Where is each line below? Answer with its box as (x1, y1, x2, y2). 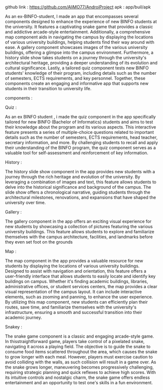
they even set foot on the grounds (5, 239, 73, 244)
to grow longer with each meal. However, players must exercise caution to (5, 354, 153, 359)
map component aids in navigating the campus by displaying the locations (5, 34, 153, 40)
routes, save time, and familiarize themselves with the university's (5, 304, 137, 310)
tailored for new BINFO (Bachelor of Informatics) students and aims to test (5, 119, 153, 125)
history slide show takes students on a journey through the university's (5, 55, 147, 60)
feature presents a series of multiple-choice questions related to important (5, 130, 154, 135)
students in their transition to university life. (5, 86, 92, 91)
